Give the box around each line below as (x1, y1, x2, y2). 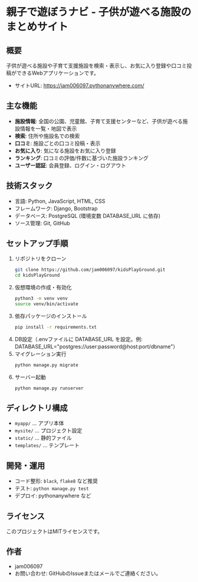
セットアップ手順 (6, 239, 68, 249)
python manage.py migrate (14, 362, 78, 368)
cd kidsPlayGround (14, 272, 60, 279)
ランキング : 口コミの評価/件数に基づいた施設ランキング (14, 154, 148, 161)
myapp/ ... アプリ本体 (14, 419, 64, 427)
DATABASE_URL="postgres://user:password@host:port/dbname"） (14, 343, 179, 350)
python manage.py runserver (14, 385, 84, 391)
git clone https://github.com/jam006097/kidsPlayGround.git (14, 267, 166, 273)
